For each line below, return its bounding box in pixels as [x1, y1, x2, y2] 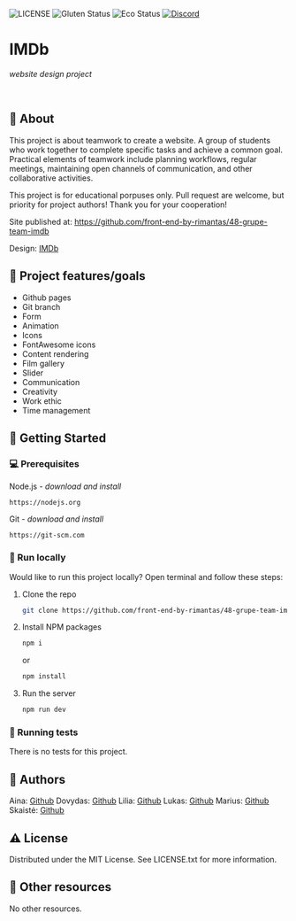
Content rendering [21, 348, 89, 359]
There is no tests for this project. [9, 747, 128, 757]
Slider [21, 368, 44, 378]
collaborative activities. [9, 173, 94, 183]
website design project [9, 68, 93, 79]
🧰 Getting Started [9, 430, 107, 445]
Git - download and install [9, 514, 104, 524]
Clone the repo [21, 589, 77, 600]
